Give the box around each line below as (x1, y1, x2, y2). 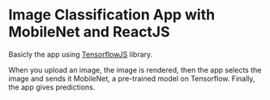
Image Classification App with (8, 6, 216, 24)
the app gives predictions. (8, 82, 96, 92)
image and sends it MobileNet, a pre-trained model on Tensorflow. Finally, (8, 73, 255, 83)
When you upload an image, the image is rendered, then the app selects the (8, 65, 262, 74)
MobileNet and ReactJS (8, 23, 170, 41)
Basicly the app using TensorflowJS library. (8, 49, 153, 59)
